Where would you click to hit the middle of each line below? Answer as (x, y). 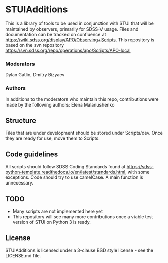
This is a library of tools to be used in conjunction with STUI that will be (79, 23)
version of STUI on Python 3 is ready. (52, 222)
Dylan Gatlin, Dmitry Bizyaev (35, 75)
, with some (137, 172)
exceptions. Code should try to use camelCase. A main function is (74, 177)
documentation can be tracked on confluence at (56, 34)
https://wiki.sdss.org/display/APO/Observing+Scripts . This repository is (80, 40)
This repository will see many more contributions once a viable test (83, 216)
